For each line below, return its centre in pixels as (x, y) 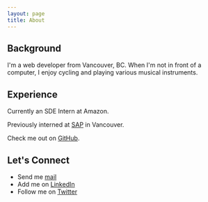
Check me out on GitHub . (43, 138)
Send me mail (37, 177)
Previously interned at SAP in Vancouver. (66, 125)
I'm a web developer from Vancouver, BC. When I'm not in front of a (104, 65)
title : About (26, 20)
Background (34, 48)
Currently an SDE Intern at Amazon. (58, 111)
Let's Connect (38, 160)
